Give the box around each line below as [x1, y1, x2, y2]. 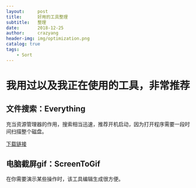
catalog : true [6, 41, 41, 47]
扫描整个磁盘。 [10, 128, 47, 135]
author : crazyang [6, 30, 59, 36]
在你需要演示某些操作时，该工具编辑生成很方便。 [6, 176, 124, 183]
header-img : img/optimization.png [6, 36, 90, 41]
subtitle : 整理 [6, 19, 47, 25]
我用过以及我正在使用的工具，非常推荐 [6, 79, 191, 92]
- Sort [16, 52, 33, 58]
